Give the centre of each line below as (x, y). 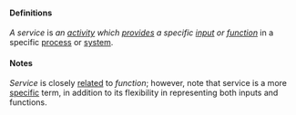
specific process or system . (61, 43)
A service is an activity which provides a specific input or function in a (142, 33)
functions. (28, 102)
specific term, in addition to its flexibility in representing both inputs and (144, 93)
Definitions (31, 13)
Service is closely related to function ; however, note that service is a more (148, 83)
